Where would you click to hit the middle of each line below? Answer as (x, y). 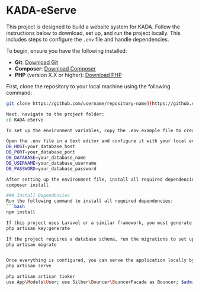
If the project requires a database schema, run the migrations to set (96, 239)
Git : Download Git (36, 62)
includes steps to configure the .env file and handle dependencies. (88, 39)
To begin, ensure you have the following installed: (67, 50)
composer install (28, 185)
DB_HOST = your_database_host (41, 147)
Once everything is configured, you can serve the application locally (96, 260)
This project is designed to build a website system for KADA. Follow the (93, 27)
